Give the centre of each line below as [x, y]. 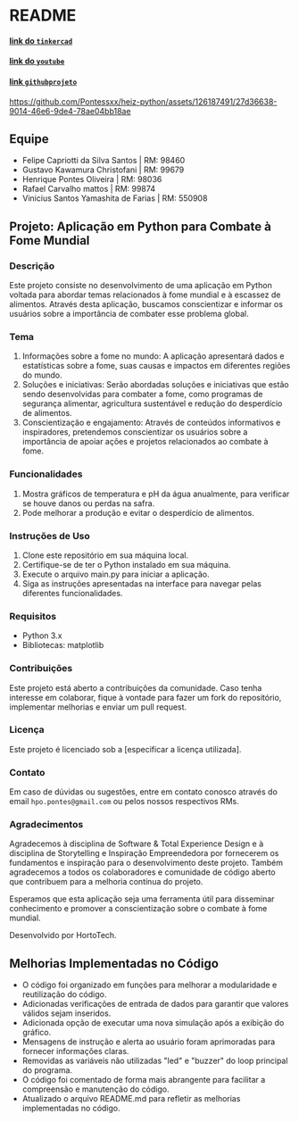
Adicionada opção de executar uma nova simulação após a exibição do [153, 1023]
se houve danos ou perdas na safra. [88, 503]
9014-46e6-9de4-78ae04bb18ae [70, 111]
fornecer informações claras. [75, 1051]
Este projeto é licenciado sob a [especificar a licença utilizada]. [125, 749]
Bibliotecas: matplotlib [63, 645]
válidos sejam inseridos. [66, 1013]
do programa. [47, 1070]
